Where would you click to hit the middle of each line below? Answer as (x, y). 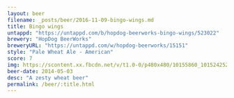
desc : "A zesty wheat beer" (48, 78)
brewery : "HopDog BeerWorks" (49, 39)
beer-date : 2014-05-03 (40, 71)
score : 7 (20, 59)
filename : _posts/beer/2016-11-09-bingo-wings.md (81, 20)
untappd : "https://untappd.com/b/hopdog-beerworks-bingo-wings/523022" (113, 33)
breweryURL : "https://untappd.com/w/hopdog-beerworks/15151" (98, 46)
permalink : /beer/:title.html (51, 84)
